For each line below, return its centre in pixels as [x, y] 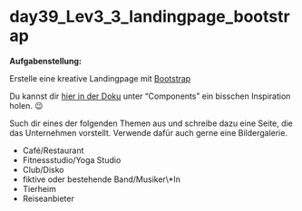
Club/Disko [43, 169]
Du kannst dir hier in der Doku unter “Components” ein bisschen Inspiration [150, 96]
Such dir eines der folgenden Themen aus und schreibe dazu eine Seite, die [151, 123]
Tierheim [39, 188]
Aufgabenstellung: [46, 61]
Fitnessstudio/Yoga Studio [72, 159]
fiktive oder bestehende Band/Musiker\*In [102, 179]
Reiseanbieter [48, 198]
